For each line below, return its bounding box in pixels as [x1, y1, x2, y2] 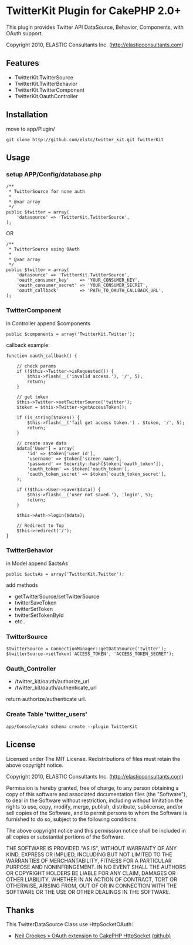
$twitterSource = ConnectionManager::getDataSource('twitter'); [6, 646, 167, 652]
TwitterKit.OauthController [14, 92, 78, 99]
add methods [6, 581, 38, 589]
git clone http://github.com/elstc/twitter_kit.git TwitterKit [6, 136, 164, 142]
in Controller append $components [6, 319, 91, 327]
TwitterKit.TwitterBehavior [14, 80, 78, 87]
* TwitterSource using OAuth [8, 246, 80, 252]
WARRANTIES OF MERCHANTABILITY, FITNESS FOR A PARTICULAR [6, 857, 172, 864]
